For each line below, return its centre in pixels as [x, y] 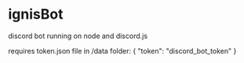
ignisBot [36, 14]
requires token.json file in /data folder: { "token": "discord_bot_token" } [122, 51]
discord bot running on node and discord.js [78, 36]
